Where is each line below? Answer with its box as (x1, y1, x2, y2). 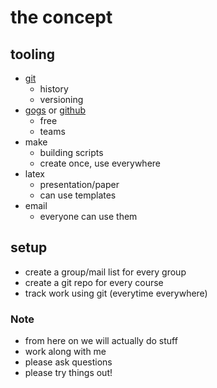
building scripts (39, 147, 104, 158)
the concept (10, 6, 113, 29)
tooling (10, 46, 55, 63)
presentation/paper (39, 179, 120, 190)
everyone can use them (39, 211, 138, 222)
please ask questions (24, 356, 113, 368)
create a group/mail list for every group (24, 266, 187, 278)
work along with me (24, 346, 107, 358)
